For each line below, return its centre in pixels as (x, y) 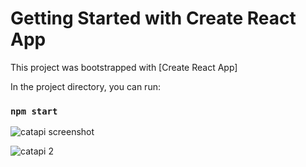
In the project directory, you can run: (85, 86)
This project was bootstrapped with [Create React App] (124, 67)
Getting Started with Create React (153, 18)
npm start (34, 111)
